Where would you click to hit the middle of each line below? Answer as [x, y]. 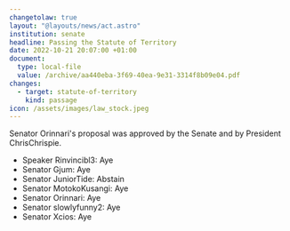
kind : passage [51, 100]
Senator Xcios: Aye [56, 217]
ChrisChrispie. [36, 143]
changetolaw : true [43, 17]
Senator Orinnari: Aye [61, 198]
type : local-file [49, 68]
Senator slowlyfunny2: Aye [71, 207]
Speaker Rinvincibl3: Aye [68, 160]
